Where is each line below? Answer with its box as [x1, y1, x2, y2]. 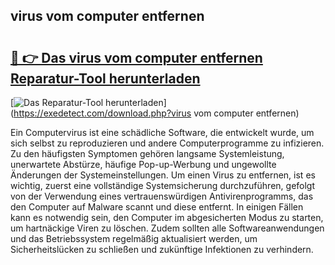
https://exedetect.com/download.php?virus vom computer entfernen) [13, 107, 300, 119]
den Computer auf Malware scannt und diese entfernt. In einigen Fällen [10, 201, 304, 213]
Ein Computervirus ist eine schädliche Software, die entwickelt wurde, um [10, 127, 315, 138]
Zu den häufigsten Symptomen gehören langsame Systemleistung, [10, 148, 285, 159]
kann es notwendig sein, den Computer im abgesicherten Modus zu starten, [10, 212, 324, 223]
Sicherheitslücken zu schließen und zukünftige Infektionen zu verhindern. [10, 244, 314, 255]
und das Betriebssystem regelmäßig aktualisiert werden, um [10, 233, 258, 244]
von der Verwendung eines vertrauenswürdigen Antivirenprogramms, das [10, 190, 314, 202]
